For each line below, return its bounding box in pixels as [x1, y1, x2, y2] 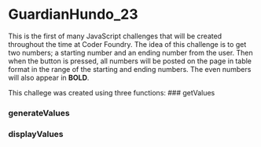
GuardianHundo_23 [8, 5, 138, 23]
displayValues [8, 128, 64, 139]
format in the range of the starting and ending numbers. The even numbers [8, 64, 252, 73]
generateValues [8, 107, 70, 118]
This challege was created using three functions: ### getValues [8, 88, 215, 97]
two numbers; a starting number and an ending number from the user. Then [8, 48, 253, 57]
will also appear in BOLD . [8, 73, 90, 82]
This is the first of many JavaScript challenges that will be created [8, 31, 222, 41]
